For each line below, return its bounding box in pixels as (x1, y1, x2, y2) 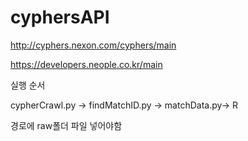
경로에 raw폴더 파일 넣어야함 (10, 119, 123, 131)
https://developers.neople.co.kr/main (10, 58, 163, 70)
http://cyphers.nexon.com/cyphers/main (10, 39, 177, 51)
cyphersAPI (10, 6, 110, 29)
